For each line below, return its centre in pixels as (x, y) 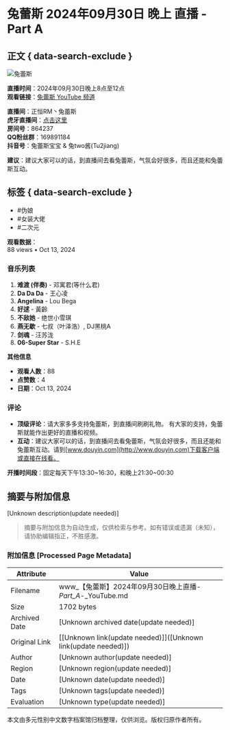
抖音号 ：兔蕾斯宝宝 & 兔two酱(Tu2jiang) (63, 146)
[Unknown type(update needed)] (112, 701)
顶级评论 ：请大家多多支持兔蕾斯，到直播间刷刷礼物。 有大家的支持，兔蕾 (120, 424)
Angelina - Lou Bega (47, 301)
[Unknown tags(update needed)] (112, 690)
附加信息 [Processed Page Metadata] (69, 555)
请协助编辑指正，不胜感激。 (63, 536)
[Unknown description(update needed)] (63, 514)
